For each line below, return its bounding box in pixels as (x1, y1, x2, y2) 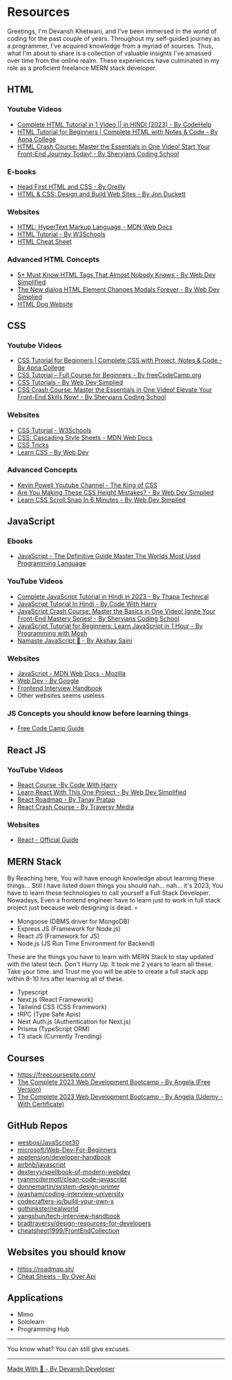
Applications (7, 1292, 64, 1303)
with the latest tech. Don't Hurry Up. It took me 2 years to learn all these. (7, 960, 213, 968)
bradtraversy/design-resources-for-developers (17, 1219, 152, 1227)
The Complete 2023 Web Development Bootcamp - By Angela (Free (17, 1077, 211, 1086)
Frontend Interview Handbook (17, 684, 102, 692)
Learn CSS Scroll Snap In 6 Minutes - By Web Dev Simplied (17, 495, 186, 504)
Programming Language (17, 559, 86, 567)
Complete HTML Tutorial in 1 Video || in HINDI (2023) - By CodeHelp (17, 120, 212, 129)
